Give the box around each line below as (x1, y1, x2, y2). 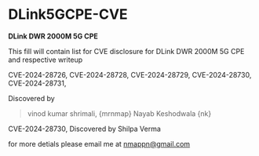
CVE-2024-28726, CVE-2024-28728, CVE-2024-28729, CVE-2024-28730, (8, 70, 252, 79)
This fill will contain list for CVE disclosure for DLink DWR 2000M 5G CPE (8, 46, 245, 56)
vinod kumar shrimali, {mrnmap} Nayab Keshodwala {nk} (27, 108, 212, 118)
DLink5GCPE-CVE (8, 5, 128, 24)
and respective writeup (8, 55, 83, 64)
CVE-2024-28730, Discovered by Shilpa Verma (8, 124, 161, 133)
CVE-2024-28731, (8, 78, 67, 88)
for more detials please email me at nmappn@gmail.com (8, 139, 191, 148)
